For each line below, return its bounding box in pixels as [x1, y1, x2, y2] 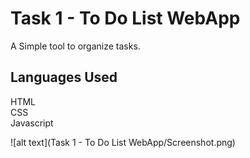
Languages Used [10, 69, 118, 86]
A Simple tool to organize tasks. [10, 40, 141, 52]
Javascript [10, 117, 54, 129]
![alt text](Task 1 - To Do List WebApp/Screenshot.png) [10, 136, 236, 148]
